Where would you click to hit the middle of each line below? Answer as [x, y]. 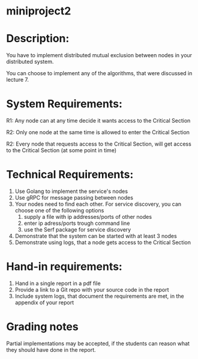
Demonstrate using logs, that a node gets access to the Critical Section [103, 242]
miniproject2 [39, 11]
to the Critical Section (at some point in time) [61, 150]
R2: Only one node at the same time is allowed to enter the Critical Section [98, 132]
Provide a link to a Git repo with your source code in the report [92, 289]
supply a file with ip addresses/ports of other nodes [88, 217]
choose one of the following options [59, 210]
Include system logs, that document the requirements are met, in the [99, 296]
